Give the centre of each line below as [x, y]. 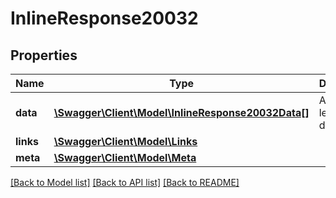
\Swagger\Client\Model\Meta [125, 157]
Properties [44, 55]
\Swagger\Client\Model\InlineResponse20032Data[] [181, 112]
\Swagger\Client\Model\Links [125, 141]
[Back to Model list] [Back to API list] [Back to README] [125, 182]
